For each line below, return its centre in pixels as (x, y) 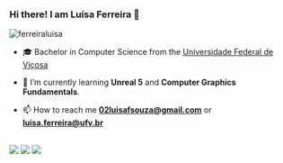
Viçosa (35, 65)
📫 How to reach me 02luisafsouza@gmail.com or (117, 110)
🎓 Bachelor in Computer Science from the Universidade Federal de (148, 52)
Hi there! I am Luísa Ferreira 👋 (75, 14)
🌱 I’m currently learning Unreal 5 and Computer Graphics (129, 82)
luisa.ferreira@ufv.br (62, 123)
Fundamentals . (51, 92)
